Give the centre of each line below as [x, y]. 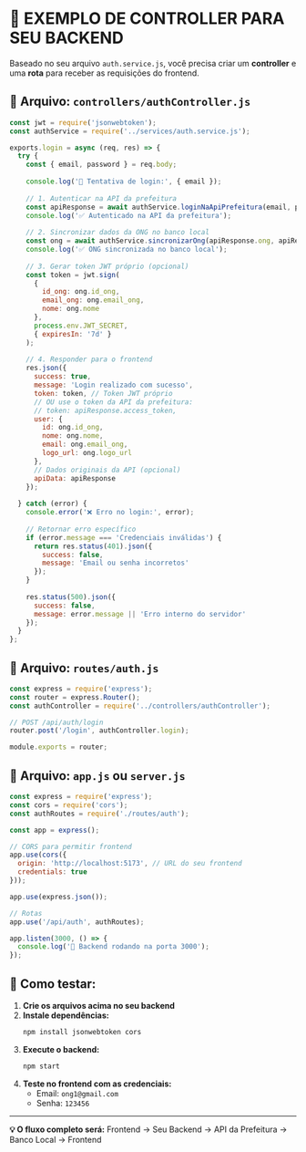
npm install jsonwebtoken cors [82, 1032]
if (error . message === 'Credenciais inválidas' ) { [124, 537]
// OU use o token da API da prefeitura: [113, 402]
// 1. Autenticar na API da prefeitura [102, 198]
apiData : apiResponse [75, 478]
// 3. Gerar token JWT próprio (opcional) [107, 266]
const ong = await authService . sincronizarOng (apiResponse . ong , [150, 241]
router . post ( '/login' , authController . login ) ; [99, 731]
